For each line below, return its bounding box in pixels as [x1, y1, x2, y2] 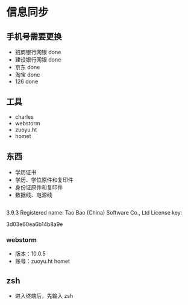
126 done [14, 78, 39, 85]
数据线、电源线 [14, 191, 52, 198]
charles [14, 113, 34, 121]
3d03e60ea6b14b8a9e [6, 221, 63, 228]
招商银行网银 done [14, 49, 61, 55]
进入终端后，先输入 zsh [14, 292, 74, 300]
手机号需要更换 [6, 31, 62, 42]
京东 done [14, 64, 40, 71]
